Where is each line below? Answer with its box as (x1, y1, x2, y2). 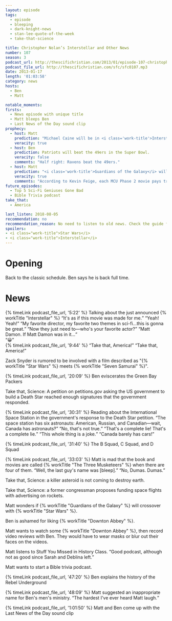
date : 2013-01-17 (5, 69, 42, 74)
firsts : (5, 107, 22, 112)
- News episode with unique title (10, 112, 83, 117)
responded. (5, 399, 30, 405)
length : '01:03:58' (5, 74, 47, 79)
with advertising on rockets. (5, 492, 64, 498)
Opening (5, 257, 43, 269)
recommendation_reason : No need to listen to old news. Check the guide (5, 221, 164, 226)
